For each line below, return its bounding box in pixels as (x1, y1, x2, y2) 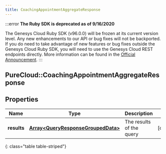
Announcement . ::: (5, 56, 43, 62)
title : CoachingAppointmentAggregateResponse (5, 7, 100, 12)
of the (124, 124, 139, 131)
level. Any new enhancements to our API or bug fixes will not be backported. (5, 36, 161, 41)
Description (124, 110, 153, 116)
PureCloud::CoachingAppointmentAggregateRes (5, 71, 160, 79)
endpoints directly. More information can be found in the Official (5, 51, 136, 57)
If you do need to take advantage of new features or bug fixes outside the (5, 40, 155, 47)
